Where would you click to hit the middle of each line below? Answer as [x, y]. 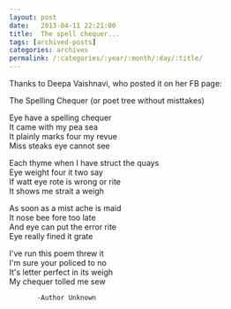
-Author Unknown [67, 298]
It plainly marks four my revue [63, 136]
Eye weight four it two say [56, 172]
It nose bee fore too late [52, 218]
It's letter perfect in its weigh [61, 272]
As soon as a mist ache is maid [65, 208]
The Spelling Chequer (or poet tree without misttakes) [107, 101]
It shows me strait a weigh [56, 191]
